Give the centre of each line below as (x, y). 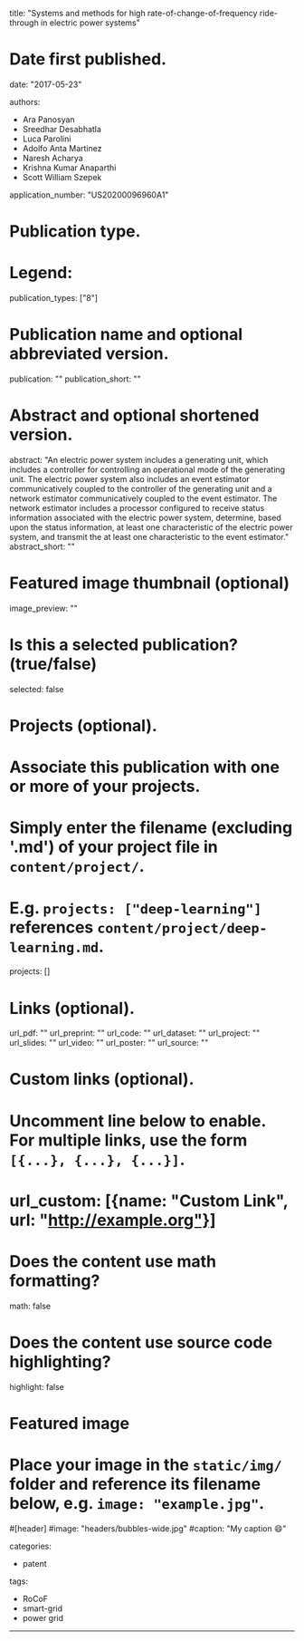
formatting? (55, 1280)
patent (34, 1563)
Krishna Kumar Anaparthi (69, 168)
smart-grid (43, 1608)
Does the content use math (113, 1261)
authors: (25, 101)
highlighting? (60, 1361)
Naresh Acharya (52, 158)
